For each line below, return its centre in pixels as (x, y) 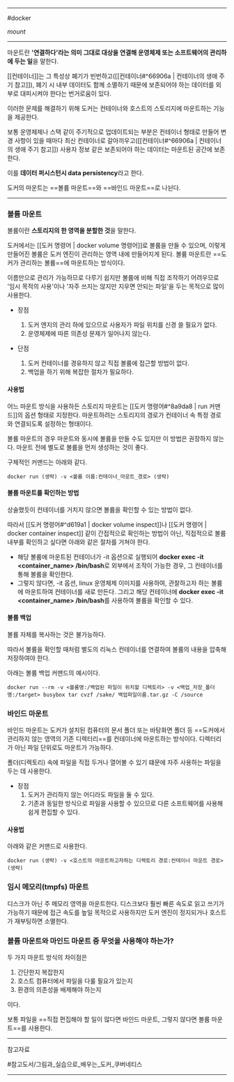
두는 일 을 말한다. (37, 61)
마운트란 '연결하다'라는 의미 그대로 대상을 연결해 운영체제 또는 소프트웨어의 (108, 52)
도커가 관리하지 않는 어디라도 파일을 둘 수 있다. (91, 795)
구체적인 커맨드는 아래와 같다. (47, 462)
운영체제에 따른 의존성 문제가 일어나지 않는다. (89, 334)
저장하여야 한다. (29, 658)
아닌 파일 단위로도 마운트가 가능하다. (64, 748)
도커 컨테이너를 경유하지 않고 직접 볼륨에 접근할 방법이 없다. (109, 363)
